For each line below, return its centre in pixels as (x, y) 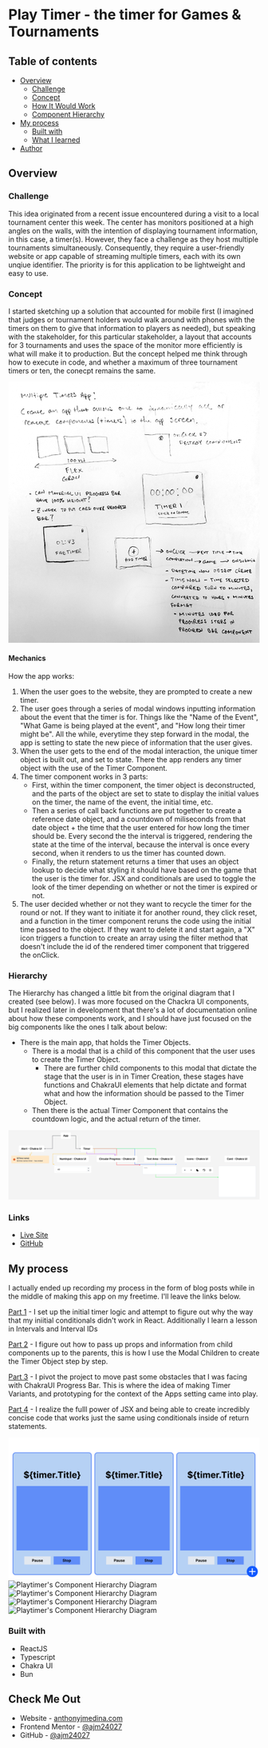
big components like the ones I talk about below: (88, 1027)
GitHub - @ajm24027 (55, 1735)
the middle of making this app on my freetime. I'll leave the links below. (125, 1296)
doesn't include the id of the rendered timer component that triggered (134, 947)
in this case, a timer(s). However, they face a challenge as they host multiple (134, 239)
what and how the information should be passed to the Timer (144, 1094)
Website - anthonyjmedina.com (71, 1718)
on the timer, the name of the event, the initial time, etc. (122, 802)
